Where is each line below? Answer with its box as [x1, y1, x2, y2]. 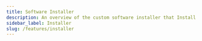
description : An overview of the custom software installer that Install [6, 14, 197, 20]
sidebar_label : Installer [6, 20, 71, 26]
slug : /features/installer [6, 25, 74, 32]
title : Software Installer [6, 8, 74, 15]
